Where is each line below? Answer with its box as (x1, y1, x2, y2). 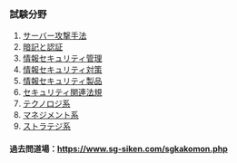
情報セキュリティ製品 (22, 75, 103, 87)
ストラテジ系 (22, 120, 71, 132)
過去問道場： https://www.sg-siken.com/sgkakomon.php (9, 143, 229, 154)
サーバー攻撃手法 (22, 30, 87, 42)
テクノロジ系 (22, 98, 71, 110)
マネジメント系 (22, 110, 79, 120)
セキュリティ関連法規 (22, 87, 103, 98)
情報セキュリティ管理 (22, 53, 103, 64)
